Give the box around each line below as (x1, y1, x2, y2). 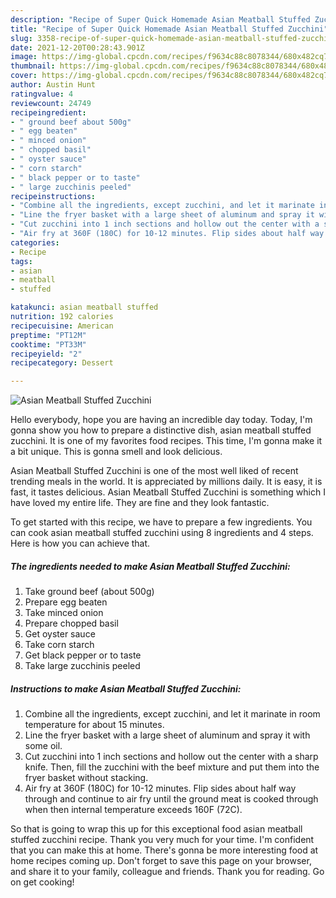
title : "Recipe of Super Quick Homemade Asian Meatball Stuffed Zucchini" (10, 24, 329, 34)
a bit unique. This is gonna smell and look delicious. (10, 446, 223, 458)
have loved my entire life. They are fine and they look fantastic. (10, 497, 270, 509)
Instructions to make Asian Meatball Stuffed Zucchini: (10, 682, 242, 695)
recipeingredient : (10, 107, 87, 118)
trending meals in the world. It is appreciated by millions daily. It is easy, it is (10, 476, 323, 488)
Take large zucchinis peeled (24, 660, 141, 672)
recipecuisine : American (10, 321, 114, 331)
